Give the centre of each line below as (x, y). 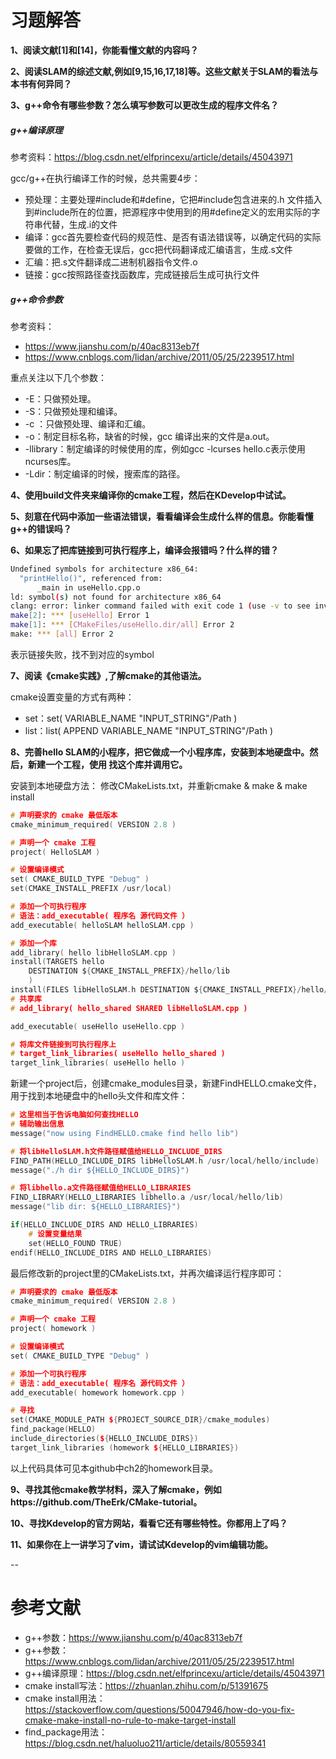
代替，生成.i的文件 (80, 224)
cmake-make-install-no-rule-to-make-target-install (130, 1720)
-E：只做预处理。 (60, 398)
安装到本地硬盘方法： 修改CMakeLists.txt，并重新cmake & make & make (159, 785)
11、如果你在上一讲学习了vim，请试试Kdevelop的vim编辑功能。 (142, 1544)
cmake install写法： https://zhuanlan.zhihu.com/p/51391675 (146, 1685)
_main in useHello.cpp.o (88, 587)
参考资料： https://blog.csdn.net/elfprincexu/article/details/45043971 (151, 157)
